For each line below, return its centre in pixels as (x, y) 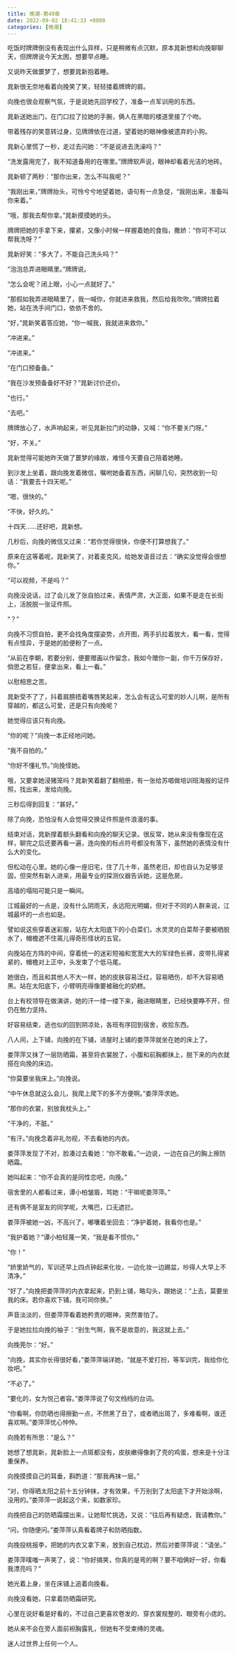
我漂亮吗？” (24, 1569)
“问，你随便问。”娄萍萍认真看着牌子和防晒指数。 (77, 1530)
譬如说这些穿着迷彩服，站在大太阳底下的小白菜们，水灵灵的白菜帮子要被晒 (115, 930)
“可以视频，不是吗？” (38, 580)
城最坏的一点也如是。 (38, 915)
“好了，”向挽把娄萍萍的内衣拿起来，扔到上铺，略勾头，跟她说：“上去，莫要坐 (118, 1291)
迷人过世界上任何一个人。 (44, 1643)
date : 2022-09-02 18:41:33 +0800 (56, 20)
